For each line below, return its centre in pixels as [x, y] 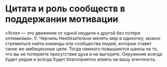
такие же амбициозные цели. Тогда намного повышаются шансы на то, [82, 49]
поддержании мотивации [62, 19]
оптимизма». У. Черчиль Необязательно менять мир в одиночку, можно [83, 38]
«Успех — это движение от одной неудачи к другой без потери [73, 33]
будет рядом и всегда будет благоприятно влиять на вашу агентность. [81, 59]
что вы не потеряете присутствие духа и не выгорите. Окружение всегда [84, 54]
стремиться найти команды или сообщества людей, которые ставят [78, 43]
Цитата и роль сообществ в [65, 9]
